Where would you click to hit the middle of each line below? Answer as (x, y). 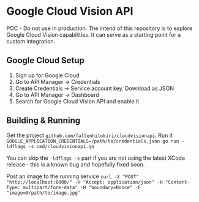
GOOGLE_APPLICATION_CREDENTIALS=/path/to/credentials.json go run (93, 141)
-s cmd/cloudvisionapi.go (62, 146)
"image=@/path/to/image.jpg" (43, 193)
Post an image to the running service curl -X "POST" (73, 176)
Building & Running (43, 121)
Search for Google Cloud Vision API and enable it (77, 101)
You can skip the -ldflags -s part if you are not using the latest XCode (96, 158)
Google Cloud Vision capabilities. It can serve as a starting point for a (94, 34)
